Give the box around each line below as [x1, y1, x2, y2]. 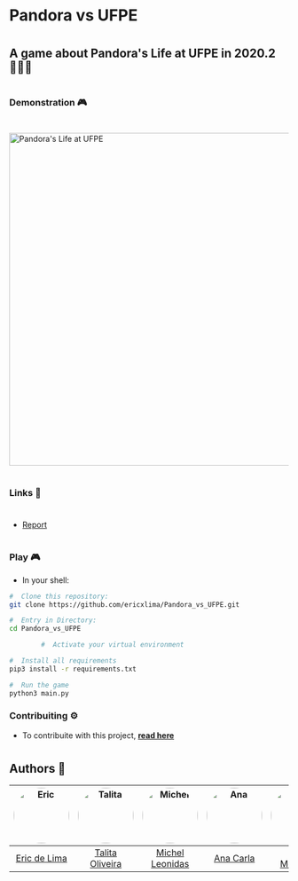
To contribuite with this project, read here [21, 729, 175, 741]
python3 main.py [9, 688, 69, 697]
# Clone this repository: [9, 592, 109, 601]
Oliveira [90, 858, 122, 870]
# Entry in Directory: [9, 616, 98, 625]
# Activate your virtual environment [41, 641, 184, 649]
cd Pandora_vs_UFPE [9, 625, 82, 633]
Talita [94, 846, 118, 859]
